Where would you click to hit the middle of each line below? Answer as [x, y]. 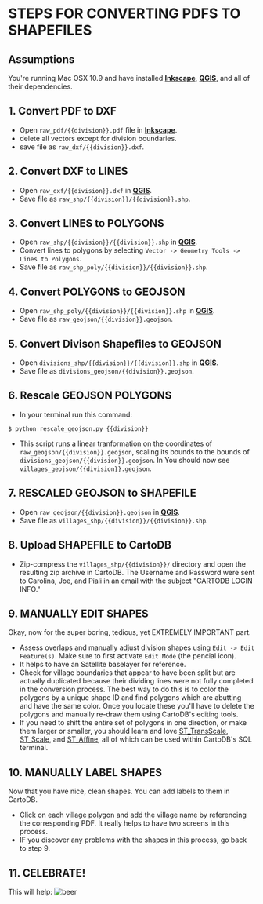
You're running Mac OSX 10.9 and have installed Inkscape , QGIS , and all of [129, 78]
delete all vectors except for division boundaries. [98, 138]
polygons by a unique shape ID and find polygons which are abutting [130, 698]
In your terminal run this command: [76, 414]
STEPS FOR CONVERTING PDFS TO [124, 14]
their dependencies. [40, 86]
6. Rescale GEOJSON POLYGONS [90, 396]
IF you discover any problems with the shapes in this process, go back [133, 840]
